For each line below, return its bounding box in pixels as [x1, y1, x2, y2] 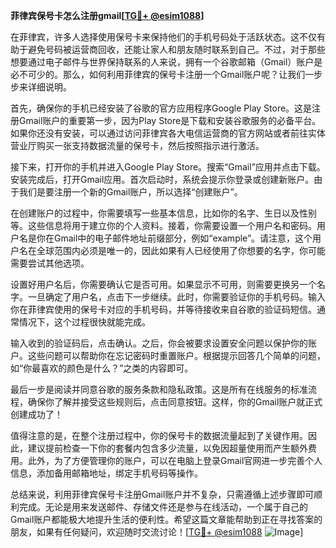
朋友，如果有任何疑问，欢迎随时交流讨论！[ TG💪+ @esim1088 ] [10, 526, 304, 538]
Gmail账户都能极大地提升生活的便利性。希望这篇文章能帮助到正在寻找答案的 [10, 514, 323, 525]
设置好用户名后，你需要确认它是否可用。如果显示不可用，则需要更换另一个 [10, 279, 317, 290]
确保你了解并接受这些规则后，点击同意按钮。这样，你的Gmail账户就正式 [27, 396, 323, 408]
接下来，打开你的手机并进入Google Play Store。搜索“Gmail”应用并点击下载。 [10, 161, 326, 173]
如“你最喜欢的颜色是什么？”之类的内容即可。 [10, 362, 194, 374]
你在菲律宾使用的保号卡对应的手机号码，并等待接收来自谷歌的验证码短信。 [10, 304, 317, 315]
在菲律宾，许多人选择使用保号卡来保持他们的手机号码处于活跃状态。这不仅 [10, 31, 317, 43]
